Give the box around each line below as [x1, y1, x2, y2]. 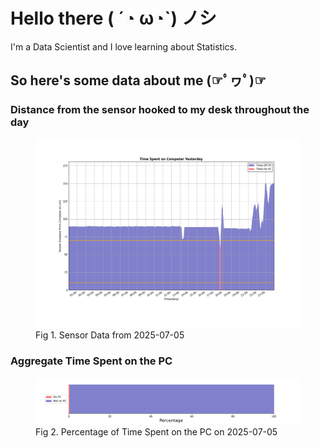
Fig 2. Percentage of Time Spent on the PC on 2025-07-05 [35, 425, 278, 438]
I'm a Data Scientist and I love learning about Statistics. [10, 40, 237, 53]
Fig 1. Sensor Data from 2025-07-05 [35, 329, 185, 341]
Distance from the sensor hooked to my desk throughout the [10, 103, 310, 117]
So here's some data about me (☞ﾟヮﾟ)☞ [10, 72, 267, 89]
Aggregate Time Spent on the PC [10, 354, 173, 368]
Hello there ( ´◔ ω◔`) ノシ [10, 7, 217, 30]
